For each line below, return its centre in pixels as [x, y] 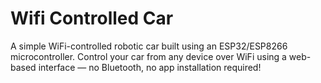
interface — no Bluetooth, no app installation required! [150, 67]
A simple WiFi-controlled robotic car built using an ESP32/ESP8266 [149, 46]
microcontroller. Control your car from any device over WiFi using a [148, 56]
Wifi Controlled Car [92, 18]
